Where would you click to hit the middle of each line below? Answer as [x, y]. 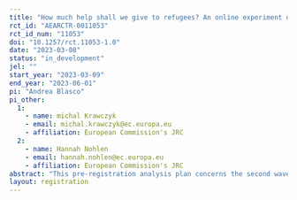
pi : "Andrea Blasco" [47, 91]
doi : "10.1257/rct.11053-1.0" [65, 42]
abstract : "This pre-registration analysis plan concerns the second [140, 173]
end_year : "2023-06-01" [53, 83]
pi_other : [27, 100]
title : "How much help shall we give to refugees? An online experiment [146, 17]
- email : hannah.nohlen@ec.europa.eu [95, 157]
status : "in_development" [57, 58]
